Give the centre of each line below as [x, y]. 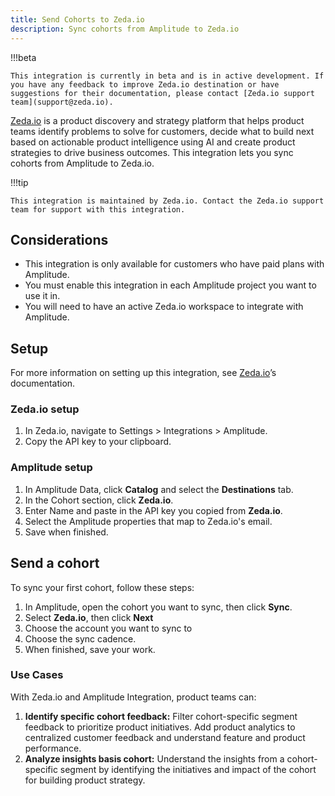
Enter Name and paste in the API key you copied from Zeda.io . [153, 510]
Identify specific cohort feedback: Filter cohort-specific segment [161, 716]
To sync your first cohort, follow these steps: [102, 587]
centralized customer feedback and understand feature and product [165, 737]
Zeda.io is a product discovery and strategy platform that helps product [157, 120]
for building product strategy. [85, 780]
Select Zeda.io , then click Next [89, 617]
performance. [53, 748]
